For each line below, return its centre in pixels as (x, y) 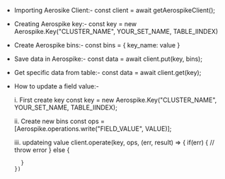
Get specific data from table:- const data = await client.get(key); (108, 73)
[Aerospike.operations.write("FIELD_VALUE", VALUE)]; (93, 129)
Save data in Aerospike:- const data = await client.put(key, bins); (108, 59)
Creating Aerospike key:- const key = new (75, 24)
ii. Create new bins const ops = (59, 121)
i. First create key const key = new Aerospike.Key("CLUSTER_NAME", (115, 100)
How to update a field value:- (56, 86)
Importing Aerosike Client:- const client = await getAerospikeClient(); (115, 10)
